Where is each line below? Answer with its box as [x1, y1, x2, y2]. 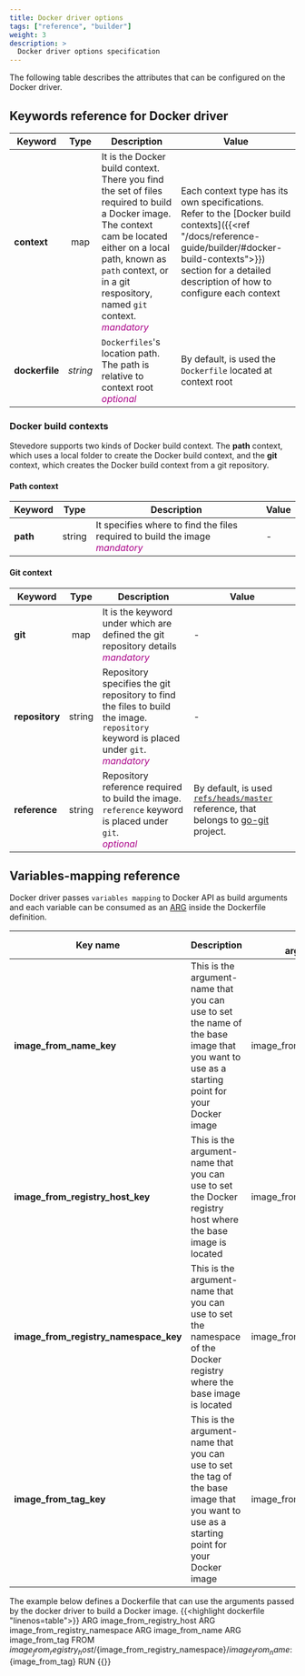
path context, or [101, 264, 170, 276]
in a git [101, 275, 131, 287]
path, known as [101, 252, 167, 265]
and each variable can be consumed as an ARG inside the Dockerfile [9, 902, 266, 913]
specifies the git [102, 677, 171, 689]
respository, [101, 286, 152, 299]
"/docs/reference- [181, 229, 261, 242]
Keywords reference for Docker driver [9, 108, 229, 124]
